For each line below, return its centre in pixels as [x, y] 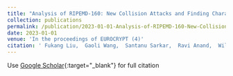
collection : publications [44, 20]
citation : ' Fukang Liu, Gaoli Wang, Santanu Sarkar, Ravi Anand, [110, 46]
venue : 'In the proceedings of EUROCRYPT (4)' [76, 39]
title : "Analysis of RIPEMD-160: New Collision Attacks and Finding [108, 13]
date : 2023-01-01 [32, 33]
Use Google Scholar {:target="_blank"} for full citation [83, 65]
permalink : [23, 26]
